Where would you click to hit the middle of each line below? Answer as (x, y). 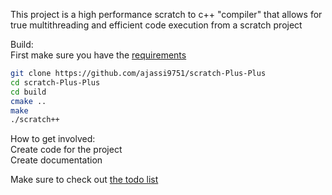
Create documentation (56, 160)
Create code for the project (66, 150)
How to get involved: (53, 139)
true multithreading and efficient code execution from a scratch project (156, 25)
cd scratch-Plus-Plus (55, 82)
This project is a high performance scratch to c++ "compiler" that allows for (166, 14)
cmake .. (28, 101)
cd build (28, 92)
